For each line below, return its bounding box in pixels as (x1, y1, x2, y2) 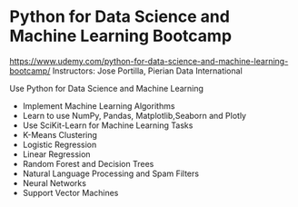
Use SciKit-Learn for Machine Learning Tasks (22, 120, 194, 131)
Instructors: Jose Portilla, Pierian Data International (52, 65, 243, 76)
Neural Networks (22, 177, 86, 188)
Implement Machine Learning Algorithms (22, 100, 175, 111)
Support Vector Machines (22, 187, 119, 198)
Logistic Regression (22, 139, 97, 150)
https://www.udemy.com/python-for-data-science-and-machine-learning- (9, 55, 289, 66)
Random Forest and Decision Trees (22, 158, 154, 169)
